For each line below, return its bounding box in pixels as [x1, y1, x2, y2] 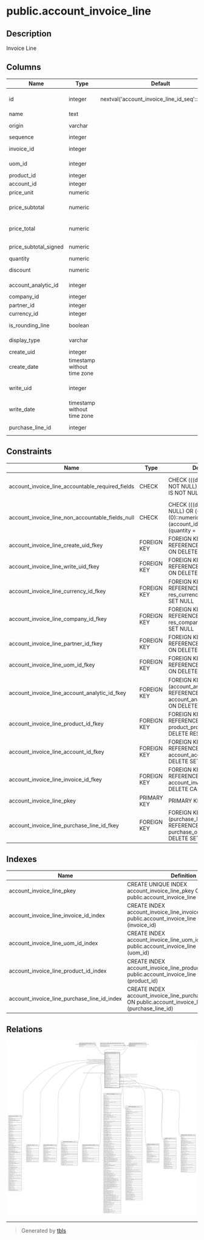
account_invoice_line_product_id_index [8, 967, 107, 975]
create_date [8, 363, 39, 370]
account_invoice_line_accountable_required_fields [8, 483, 135, 490]
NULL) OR [168, 507, 194, 515]
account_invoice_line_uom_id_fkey [8, 661, 95, 669]
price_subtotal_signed [8, 243, 64, 250]
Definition [171, 872, 197, 879]
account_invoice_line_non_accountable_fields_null [8, 513, 135, 521]
